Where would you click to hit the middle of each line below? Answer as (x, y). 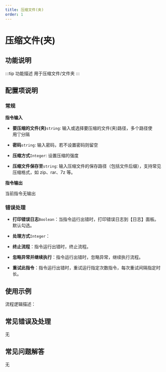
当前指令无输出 (20, 193)
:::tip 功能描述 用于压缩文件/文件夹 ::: (42, 73)
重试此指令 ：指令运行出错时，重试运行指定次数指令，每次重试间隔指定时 (86, 268)
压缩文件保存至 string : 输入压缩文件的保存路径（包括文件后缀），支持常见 (87, 166)
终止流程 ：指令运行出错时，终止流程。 (51, 247)
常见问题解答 (25, 351)
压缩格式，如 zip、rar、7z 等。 (44, 173)
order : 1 (14, 14)
